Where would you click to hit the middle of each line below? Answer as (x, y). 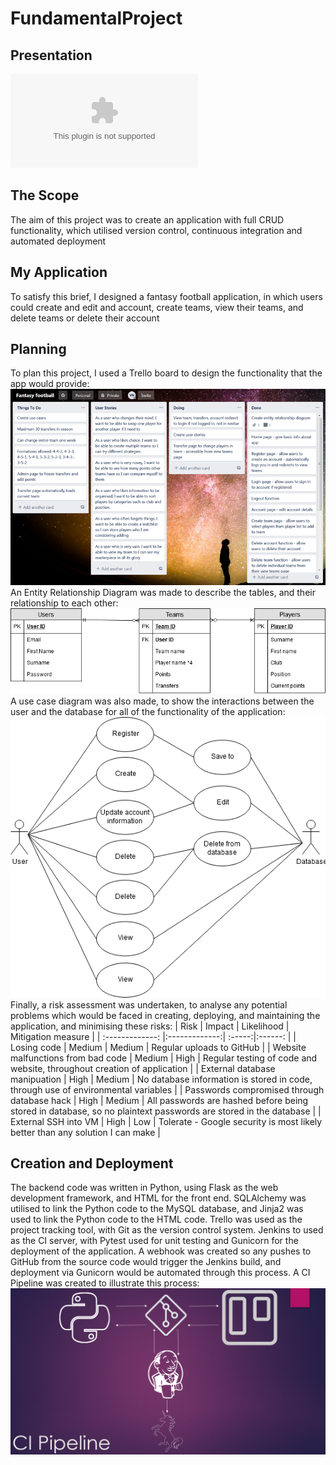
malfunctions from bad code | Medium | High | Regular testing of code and (164, 1058)
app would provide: (50, 384)
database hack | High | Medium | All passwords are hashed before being (159, 1100)
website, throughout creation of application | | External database (143, 1068)
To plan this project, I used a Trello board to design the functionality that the (166, 373)
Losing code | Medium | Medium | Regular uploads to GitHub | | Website (158, 1047)
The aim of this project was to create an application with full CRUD (147, 219)
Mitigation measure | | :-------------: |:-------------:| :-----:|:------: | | (153, 1036)
